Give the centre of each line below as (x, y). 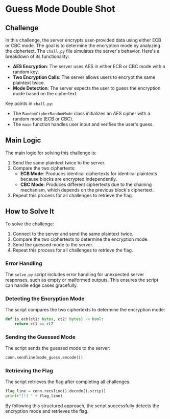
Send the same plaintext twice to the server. (59, 162)
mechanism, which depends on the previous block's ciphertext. (87, 190)
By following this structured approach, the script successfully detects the (82, 406)
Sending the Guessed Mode (40, 337)
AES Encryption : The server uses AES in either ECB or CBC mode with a (89, 66)
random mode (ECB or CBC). (43, 119)
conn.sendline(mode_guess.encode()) (44, 358)
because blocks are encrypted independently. (69, 179)
